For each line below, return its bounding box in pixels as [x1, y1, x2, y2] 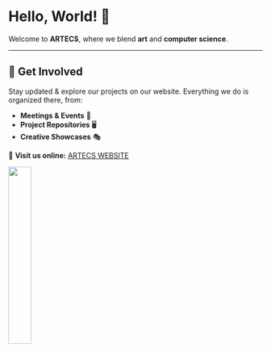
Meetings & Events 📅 [19, 111, 91, 120]
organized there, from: [8, 94, 83, 104]
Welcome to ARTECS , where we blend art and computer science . [8, 34, 228, 44]
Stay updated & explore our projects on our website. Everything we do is [8, 86, 249, 96]
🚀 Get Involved [8, 65, 83, 79]
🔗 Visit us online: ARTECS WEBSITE [8, 150, 129, 160]
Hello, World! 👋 [8, 7, 110, 26]
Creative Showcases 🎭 [19, 132, 102, 141]
